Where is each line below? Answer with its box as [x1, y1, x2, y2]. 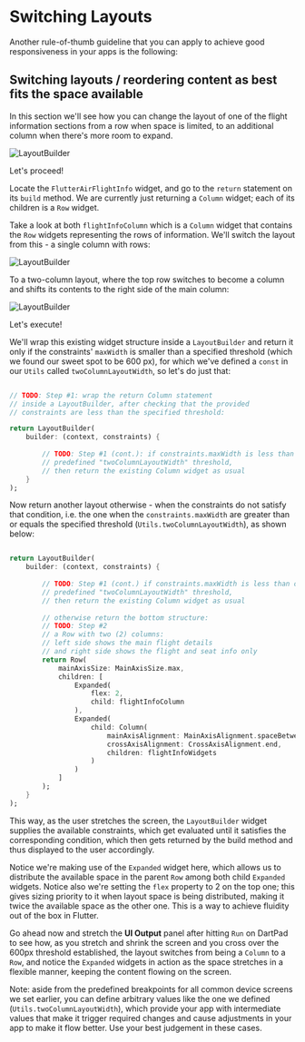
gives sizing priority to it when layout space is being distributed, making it [9, 890, 284, 901]
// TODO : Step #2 [42, 622, 107, 631]
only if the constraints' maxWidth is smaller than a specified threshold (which [9, 346, 293, 357]
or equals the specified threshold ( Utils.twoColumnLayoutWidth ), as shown [9, 519, 287, 530]
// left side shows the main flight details [42, 638, 213, 648]
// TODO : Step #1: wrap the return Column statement [9, 390, 213, 400]
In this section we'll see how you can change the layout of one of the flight [9, 111, 288, 122]
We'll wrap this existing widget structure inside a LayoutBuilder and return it [9, 336, 294, 347]
